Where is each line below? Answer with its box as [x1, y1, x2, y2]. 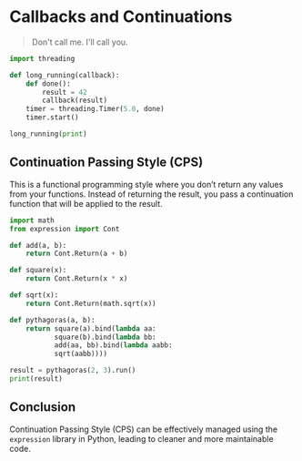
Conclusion [9, 399, 76, 415]
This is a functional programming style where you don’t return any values [9, 179, 284, 190]
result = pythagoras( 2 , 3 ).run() [9, 366, 136, 375]
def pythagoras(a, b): [9, 315, 96, 324]
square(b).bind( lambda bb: [54, 333, 156, 342]
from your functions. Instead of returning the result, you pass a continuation [9, 189, 294, 200]
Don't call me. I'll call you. [31, 36, 129, 47]
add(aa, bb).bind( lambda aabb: [54, 341, 173, 350]
